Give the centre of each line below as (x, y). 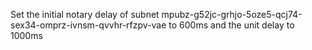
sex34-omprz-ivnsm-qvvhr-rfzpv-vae (88, 25)
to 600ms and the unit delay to (231, 25)
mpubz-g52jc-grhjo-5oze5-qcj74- (232, 14)
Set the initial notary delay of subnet (85, 14)
